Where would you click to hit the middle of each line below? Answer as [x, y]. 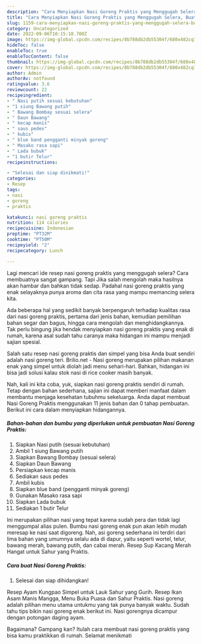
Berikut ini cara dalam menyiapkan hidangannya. [67, 409]
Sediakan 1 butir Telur [42, 508]
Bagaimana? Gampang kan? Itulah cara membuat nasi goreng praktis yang [98, 629]
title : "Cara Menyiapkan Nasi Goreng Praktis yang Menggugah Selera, [95, 17]
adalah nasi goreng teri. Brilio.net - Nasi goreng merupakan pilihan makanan [101, 359]
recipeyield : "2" [28, 245]
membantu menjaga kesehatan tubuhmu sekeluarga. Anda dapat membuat [98, 397]
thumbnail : [20, 62]
